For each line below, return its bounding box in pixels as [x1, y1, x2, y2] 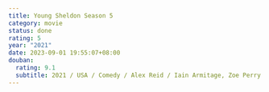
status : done [8, 26, 52, 34]
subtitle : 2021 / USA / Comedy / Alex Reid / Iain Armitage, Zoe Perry [15, 71, 262, 79]
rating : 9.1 [15, 64, 56, 72]
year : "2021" [8, 42, 52, 50]
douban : [8, 57, 35, 65]
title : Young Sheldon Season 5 [8, 11, 114, 20]
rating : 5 [8, 34, 42, 42]
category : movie [8, 19, 63, 27]
